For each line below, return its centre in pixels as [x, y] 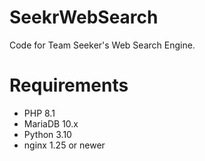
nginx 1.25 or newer [64, 145]
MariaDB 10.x [51, 123]
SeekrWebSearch [84, 17]
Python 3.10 [47, 134]
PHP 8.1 [39, 113]
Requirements [69, 85]
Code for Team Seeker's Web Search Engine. [102, 45]
